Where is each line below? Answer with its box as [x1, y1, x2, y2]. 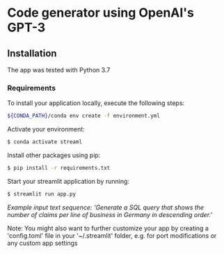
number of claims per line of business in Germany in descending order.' [7, 210, 213, 219]
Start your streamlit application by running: [7, 177, 130, 185]
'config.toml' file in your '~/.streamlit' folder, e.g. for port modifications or [7, 231, 217, 239]
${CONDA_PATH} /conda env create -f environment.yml [7, 113, 160, 120]
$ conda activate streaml [7, 138, 82, 145]
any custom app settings [7, 239, 78, 247]
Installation [7, 47, 57, 59]
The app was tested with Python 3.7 [7, 66, 111, 74]
